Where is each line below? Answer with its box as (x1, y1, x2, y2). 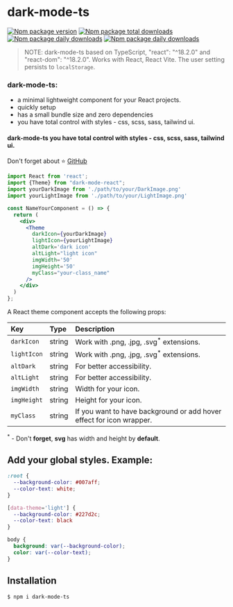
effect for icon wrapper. (75, 415, 153, 425)
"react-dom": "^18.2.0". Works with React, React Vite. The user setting (24, 55, 225, 63)
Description (75, 324, 115, 334)
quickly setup (17, 103, 56, 112)
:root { (7, 472, 30, 479)
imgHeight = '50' (32, 263, 76, 270)
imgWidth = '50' (32, 256, 73, 264)
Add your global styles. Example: (7, 454, 153, 465)
